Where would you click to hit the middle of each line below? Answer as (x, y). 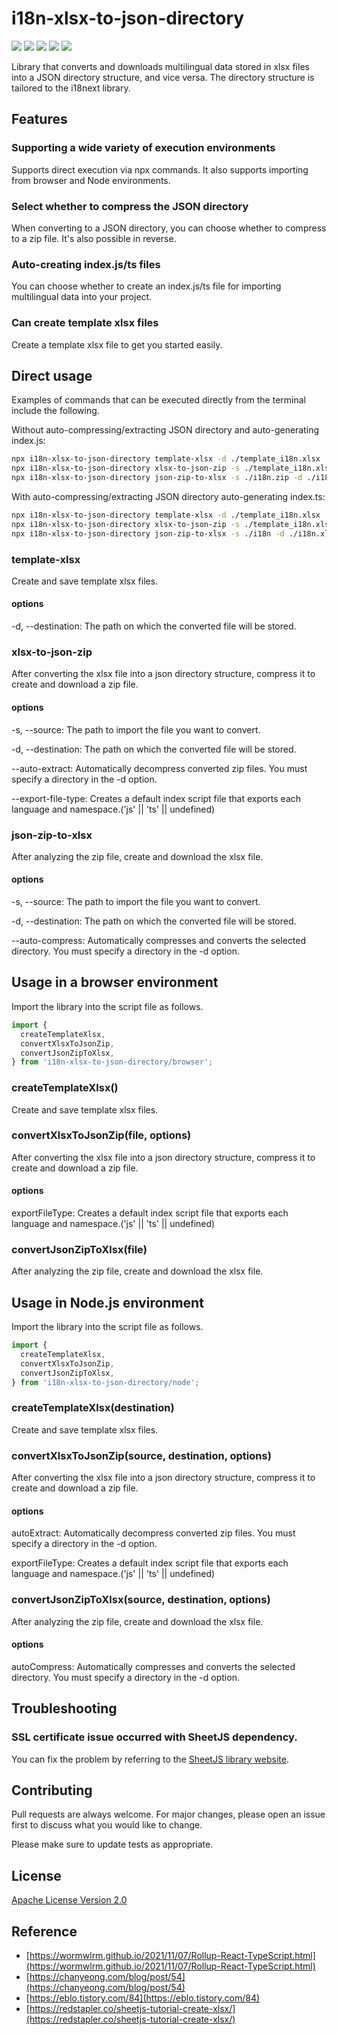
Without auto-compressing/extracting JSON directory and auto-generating (165, 430)
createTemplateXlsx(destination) (93, 1408)
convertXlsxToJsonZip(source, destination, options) (141, 1455)
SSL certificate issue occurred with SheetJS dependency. (154, 1737)
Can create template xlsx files (85, 323)
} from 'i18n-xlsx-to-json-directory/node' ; (105, 1382)
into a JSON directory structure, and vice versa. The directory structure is (163, 77)
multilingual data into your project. (82, 297)
